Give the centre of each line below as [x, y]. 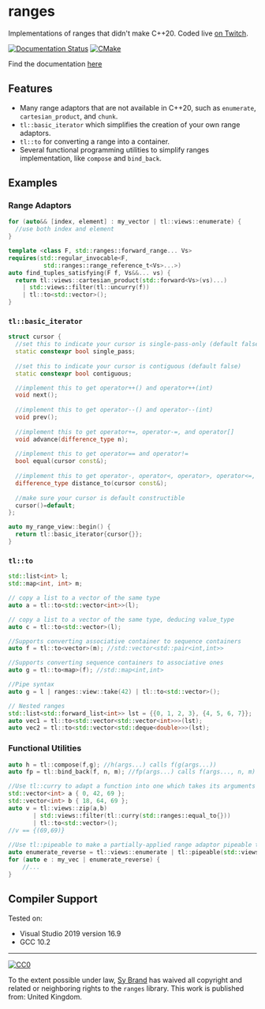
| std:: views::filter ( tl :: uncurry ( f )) [86, 288]
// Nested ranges [37, 706]
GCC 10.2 [35, 942]
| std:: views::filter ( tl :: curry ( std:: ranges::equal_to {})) [132, 815]
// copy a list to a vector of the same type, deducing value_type [121, 619]
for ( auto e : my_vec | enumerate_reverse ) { [84, 860]
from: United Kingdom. [45, 996]
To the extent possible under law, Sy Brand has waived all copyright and [125, 980]
